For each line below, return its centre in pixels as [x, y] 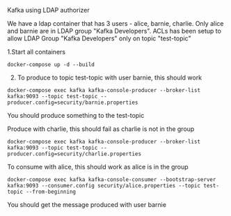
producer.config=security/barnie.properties [73, 102]
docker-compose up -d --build [51, 65]
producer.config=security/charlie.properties [74, 154]
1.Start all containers [37, 52]
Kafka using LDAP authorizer [49, 10]
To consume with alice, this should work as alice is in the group [98, 167]
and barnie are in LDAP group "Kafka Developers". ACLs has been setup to [114, 31]
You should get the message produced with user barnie [87, 205]
